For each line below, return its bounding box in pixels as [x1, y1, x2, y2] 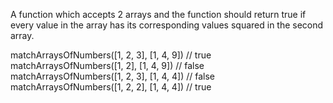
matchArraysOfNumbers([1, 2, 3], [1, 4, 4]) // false [10, 70, 215, 82]
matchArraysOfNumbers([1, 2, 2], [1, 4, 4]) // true [10, 81, 212, 93]
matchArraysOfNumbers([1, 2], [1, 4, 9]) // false [10, 60, 205, 71]
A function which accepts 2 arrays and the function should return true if [10, 9, 307, 20]
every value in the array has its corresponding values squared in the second [10, 19, 324, 31]
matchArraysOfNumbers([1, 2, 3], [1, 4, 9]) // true [10, 49, 212, 61]
